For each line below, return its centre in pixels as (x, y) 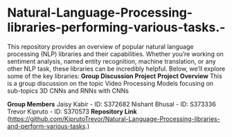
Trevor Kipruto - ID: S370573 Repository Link (72, 111)
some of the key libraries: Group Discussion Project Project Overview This (115, 76)
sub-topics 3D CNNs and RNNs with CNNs (68, 91)
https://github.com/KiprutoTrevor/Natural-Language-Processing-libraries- (115, 118)
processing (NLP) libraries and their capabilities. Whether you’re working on (115, 54)
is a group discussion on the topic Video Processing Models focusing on (110, 83)
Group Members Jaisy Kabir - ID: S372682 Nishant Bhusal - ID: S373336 (111, 104)
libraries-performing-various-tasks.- (116, 27)
